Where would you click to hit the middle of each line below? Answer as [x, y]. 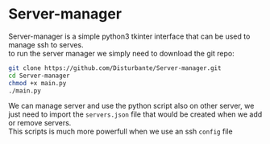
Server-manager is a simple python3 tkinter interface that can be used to [129, 36]
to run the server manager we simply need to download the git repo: [122, 53]
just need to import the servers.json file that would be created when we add [135, 114]
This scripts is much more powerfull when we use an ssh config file [120, 132]
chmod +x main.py [37, 83]
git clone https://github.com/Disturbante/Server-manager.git [115, 68]
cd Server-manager [39, 76]
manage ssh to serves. [46, 44]
